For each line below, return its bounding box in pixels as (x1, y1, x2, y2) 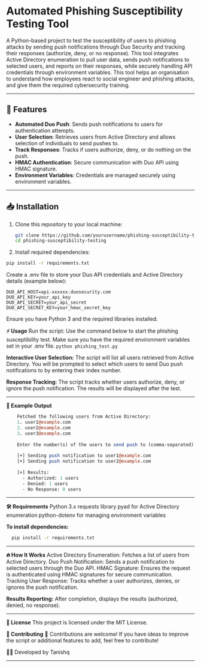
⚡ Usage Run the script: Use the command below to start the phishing (6, 327, 178, 334)
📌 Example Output (6, 402, 52, 409)
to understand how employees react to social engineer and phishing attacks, (6, 75, 195, 82)
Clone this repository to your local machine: (14, 220, 123, 228)
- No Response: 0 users (22, 486, 82, 492)
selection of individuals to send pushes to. (14, 139, 120, 146)
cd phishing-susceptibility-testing (14, 238, 106, 244)
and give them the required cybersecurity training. (6, 81, 130, 88)
